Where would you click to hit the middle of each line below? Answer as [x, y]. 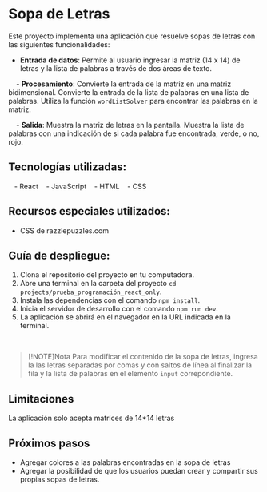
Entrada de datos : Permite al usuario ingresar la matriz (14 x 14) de [130, 60]
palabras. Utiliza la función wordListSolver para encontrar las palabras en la [133, 101]
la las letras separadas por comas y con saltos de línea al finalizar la [140, 365]
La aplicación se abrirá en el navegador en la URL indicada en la [126, 317]
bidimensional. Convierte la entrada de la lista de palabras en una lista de [129, 92]
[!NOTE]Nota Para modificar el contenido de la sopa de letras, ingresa [143, 357]
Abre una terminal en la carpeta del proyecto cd [98, 284]
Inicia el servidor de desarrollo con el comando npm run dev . [119, 309]
